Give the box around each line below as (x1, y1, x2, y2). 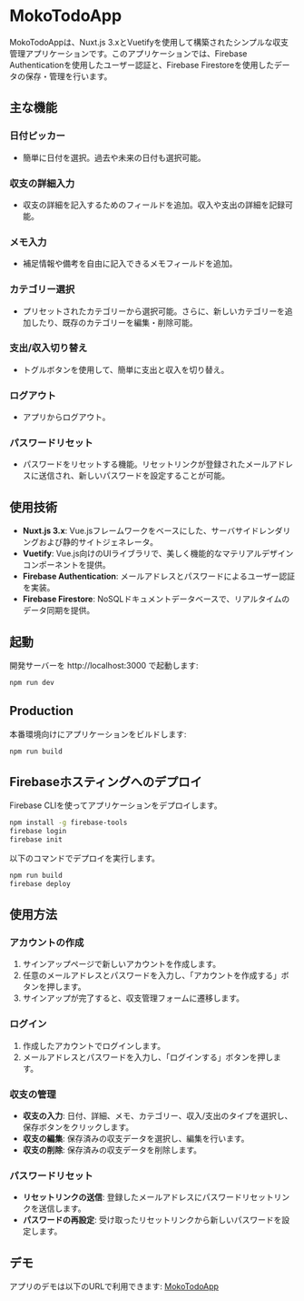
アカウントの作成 (9, 936, 84, 949)
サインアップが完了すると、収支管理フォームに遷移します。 (22, 993, 245, 1003)
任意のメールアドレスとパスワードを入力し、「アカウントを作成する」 (22, 970, 281, 981)
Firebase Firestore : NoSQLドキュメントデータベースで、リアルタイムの (22, 593, 290, 605)
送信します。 (38, 1203, 86, 1215)
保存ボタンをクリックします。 (22, 1122, 134, 1133)
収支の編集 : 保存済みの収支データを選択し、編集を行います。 (22, 1134, 250, 1145)
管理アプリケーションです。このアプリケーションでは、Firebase (9, 47, 248, 59)
